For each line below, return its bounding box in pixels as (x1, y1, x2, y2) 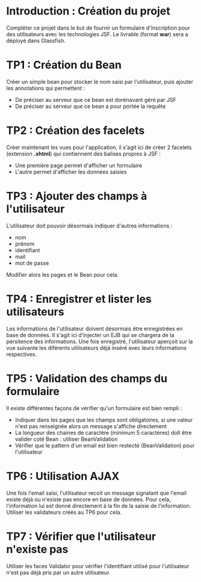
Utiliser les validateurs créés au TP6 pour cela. (6, 508, 122, 516)
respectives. (6, 350, 37, 358)
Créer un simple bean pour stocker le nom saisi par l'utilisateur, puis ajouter (6, 78, 194, 85)
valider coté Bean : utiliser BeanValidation (14, 435, 118, 443)
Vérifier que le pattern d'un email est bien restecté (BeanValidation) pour (14, 441, 195, 449)
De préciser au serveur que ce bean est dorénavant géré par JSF (14, 96, 176, 103)
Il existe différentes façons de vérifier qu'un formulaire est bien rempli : (6, 404, 182, 411)
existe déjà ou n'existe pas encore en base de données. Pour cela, (6, 496, 171, 503)
